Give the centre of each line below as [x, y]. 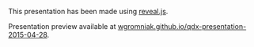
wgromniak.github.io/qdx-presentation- [182, 26]
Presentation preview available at [62, 26]
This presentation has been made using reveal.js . [88, 11]
